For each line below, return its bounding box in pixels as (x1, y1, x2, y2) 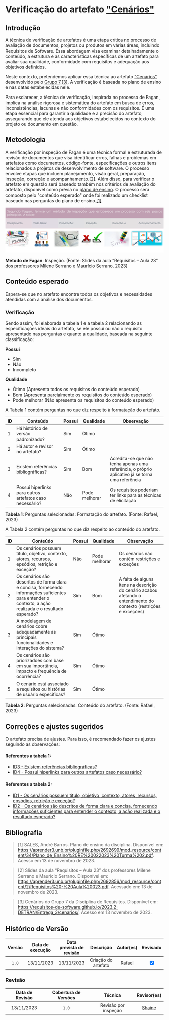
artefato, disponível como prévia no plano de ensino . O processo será (5, 186, 150, 192)
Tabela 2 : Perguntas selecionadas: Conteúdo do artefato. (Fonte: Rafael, (5, 702, 155, 708)
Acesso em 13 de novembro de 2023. (17, 858, 96, 864)
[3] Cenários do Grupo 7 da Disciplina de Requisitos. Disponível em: (17, 899, 158, 905)
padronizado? (16, 436, 45, 442)
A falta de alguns (119, 576, 154, 582)
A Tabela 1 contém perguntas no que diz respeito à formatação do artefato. (5, 407, 161, 413)
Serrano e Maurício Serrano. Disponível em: (17, 873, 109, 879)
